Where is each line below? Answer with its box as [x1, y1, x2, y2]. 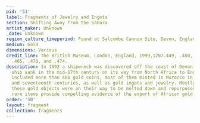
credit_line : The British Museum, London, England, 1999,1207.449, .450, [6, 53, 193, 59]
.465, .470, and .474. [11, 58, 68, 64]
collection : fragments [6, 108, 62, 114]
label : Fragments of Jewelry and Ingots [6, 14, 108, 20]
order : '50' [6, 96, 36, 102]
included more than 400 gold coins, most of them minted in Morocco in [11, 75, 193, 80]
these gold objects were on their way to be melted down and [11, 86, 167, 92]
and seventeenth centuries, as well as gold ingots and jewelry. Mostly [11, 80, 196, 86]
